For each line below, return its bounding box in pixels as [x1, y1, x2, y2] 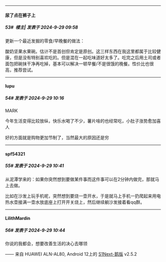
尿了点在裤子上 [5, 12, 36, 18]
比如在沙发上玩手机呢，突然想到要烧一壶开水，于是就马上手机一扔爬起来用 [5, 193, 157, 199]
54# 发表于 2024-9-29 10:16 [5, 95, 64, 101]
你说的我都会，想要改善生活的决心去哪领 [5, 241, 87, 247]
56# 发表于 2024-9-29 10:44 [5, 227, 66, 233]
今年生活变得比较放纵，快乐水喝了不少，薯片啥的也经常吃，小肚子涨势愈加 [5, 118, 157, 124]
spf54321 [5, 151, 26, 157]
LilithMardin [5, 216, 31, 221]
